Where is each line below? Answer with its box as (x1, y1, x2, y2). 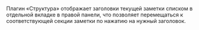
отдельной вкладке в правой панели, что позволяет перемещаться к (6, 11, 183, 18)
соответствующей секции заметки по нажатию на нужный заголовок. (6, 18, 186, 24)
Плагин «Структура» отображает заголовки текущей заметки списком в (6, 5, 193, 12)
